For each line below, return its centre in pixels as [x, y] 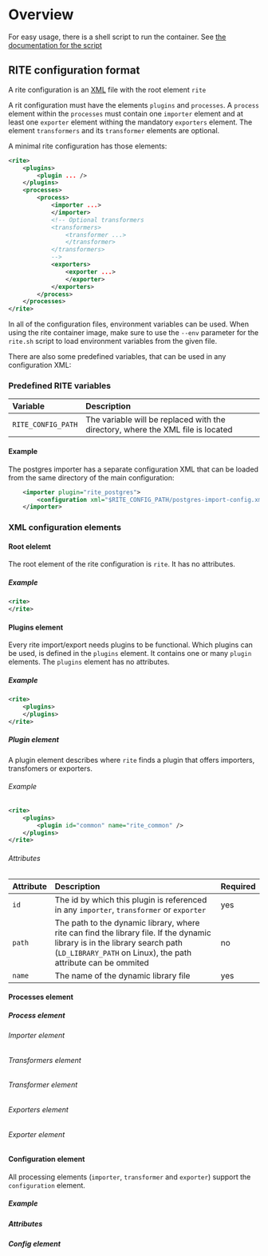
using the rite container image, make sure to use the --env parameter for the [134, 333]
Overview [41, 15]
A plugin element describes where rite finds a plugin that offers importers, [132, 760]
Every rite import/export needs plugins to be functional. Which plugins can [131, 645]
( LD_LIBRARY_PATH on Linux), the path [123, 953]
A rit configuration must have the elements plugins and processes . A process [134, 105]
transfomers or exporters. [51, 768]
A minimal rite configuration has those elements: [88, 146]
